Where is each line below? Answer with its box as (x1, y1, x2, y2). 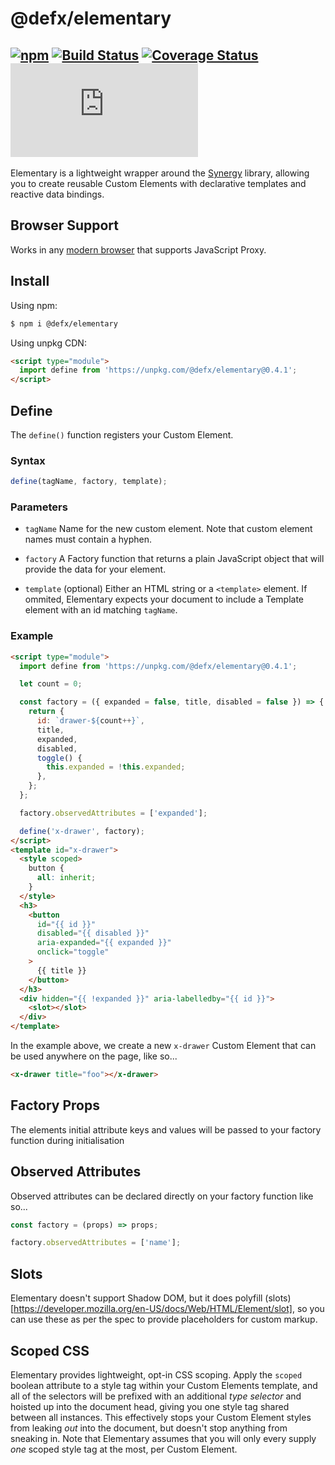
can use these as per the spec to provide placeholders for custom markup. (10, 1313, 318, 1326)
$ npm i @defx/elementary (10, 318, 118, 329)
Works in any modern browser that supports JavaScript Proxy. (10, 243, 267, 256)
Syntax (10, 453, 46, 467)
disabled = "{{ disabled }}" (36, 928, 150, 939)
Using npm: (10, 299, 58, 311)
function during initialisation (10, 1134, 125, 1146)
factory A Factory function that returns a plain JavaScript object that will (24, 553, 325, 565)
